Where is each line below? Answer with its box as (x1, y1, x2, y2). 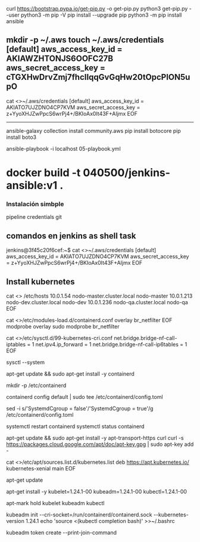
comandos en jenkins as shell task (6, 231, 136, 241)
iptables (6, 340, 26, 348)
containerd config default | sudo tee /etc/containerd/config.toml (6, 393, 163, 400)
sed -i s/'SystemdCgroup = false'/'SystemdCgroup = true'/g (6, 405, 154, 412)
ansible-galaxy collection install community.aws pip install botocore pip (6, 127, 182, 134)
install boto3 (6, 134, 37, 141)
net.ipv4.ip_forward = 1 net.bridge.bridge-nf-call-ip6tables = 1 (35, 340, 187, 348)
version (6, 517, 25, 524)
